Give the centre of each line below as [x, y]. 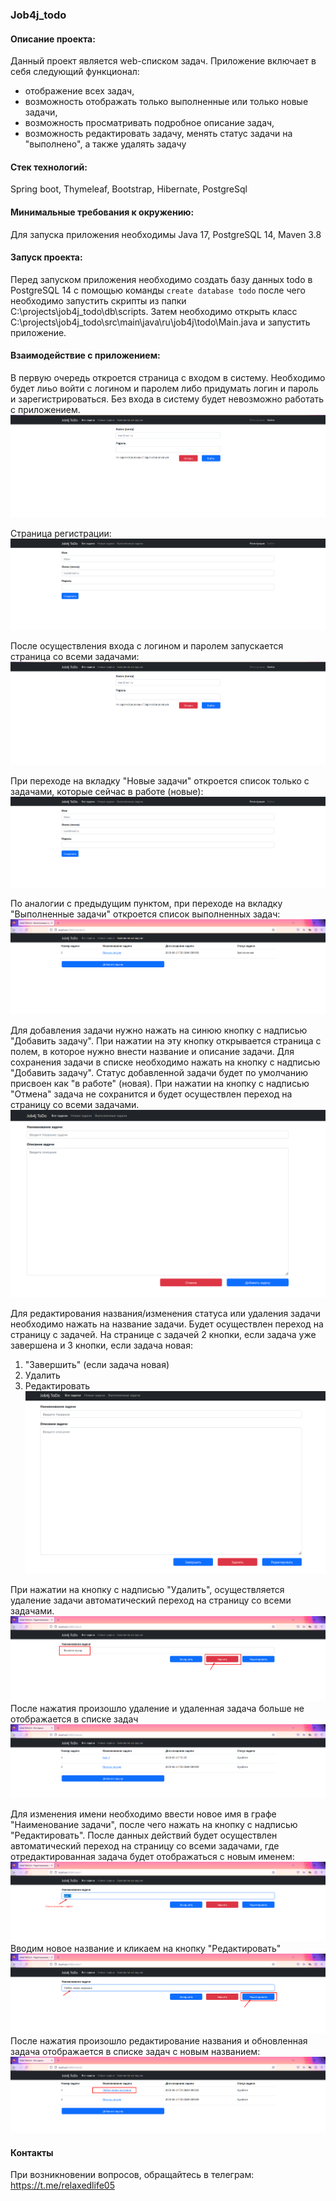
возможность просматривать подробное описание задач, [149, 123]
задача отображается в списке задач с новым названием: [135, 2051]
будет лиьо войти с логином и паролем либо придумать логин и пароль [164, 388]
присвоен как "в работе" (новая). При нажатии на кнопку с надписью [160, 1084]
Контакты [32, 2152]
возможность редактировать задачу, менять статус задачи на [158, 134]
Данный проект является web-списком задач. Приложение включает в [163, 61]
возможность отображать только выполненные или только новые [166, 102]
